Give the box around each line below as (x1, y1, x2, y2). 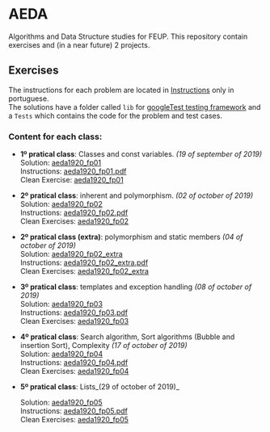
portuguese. (8, 94, 49, 103)
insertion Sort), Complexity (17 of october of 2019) (19, 341, 188, 350)
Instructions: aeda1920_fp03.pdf (19, 308, 129, 317)
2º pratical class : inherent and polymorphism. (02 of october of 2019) (19, 191, 254, 200)
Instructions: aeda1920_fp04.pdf (19, 358, 129, 367)
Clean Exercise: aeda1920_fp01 (19, 175, 124, 185)
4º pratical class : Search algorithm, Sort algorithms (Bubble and (19, 332, 235, 342)
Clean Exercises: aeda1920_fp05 (19, 415, 129, 425)
